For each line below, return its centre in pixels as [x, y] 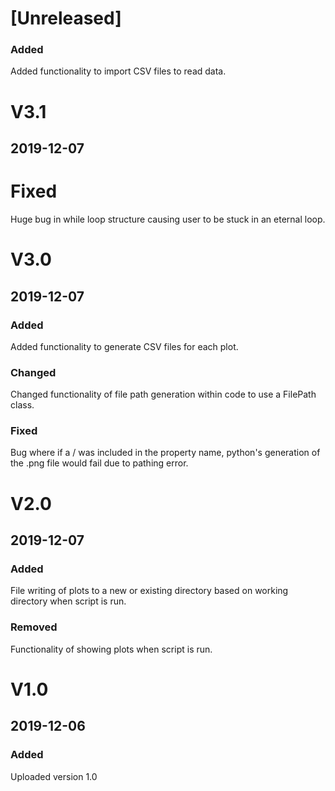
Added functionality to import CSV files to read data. [118, 71]
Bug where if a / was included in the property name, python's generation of [165, 453]
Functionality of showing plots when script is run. [111, 649]
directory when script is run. [68, 601]
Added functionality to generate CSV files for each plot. [124, 346]
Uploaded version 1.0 [54, 776]
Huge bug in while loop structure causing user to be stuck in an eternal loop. [168, 219]
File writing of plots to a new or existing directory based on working [149, 591]
